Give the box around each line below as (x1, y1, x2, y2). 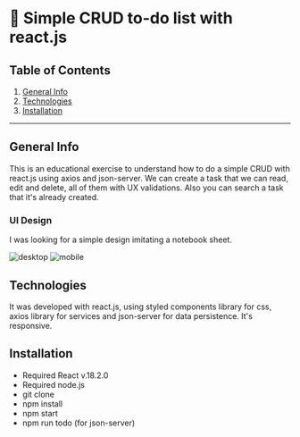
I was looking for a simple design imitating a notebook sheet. (9, 234, 232, 245)
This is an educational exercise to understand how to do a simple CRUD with (9, 163, 290, 173)
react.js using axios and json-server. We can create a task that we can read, (9, 172, 288, 183)
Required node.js (21, 379, 85, 390)
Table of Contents (9, 63, 112, 78)
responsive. (9, 320, 53, 331)
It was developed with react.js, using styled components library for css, (9, 301, 272, 312)
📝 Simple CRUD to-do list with (9, 8, 234, 29)
